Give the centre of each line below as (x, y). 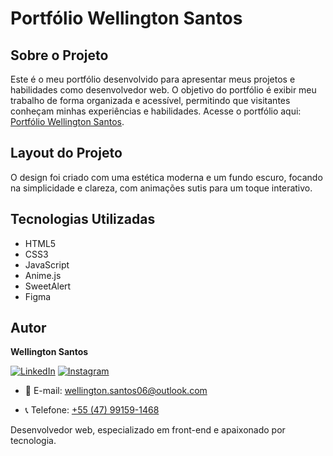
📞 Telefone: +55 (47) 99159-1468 (92, 410)
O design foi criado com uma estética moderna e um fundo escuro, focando (166, 177)
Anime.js (43, 275)
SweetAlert (48, 286)
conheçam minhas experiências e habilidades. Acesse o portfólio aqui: (156, 111)
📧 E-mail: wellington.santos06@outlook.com (116, 391)
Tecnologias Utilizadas (83, 219)
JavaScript (47, 264)
